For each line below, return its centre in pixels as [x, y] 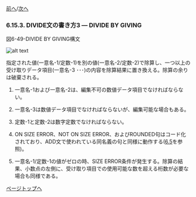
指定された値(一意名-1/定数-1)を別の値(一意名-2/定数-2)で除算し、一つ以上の [98, 63]
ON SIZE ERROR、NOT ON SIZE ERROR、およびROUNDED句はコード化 [100, 134]
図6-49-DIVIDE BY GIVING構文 [43, 39]
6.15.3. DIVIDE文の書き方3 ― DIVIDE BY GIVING [74, 25]
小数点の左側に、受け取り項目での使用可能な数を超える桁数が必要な [107, 169]
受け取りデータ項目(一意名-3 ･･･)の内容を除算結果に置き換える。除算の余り [97, 70]
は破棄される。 [24, 77]
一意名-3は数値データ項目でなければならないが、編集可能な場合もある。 [102, 109]
